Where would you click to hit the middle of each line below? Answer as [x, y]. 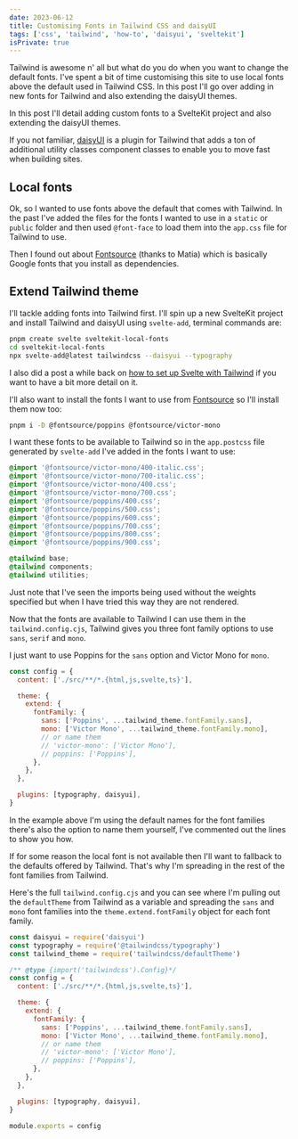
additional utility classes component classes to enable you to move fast [140, 150]
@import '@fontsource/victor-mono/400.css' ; [93, 485]
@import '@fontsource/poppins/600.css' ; [85, 518]
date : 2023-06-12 [41, 17]
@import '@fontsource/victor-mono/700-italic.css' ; [107, 476]
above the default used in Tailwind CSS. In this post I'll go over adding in [141, 86]
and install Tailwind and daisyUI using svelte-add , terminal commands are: [145, 323]
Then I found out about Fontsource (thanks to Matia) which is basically [138, 254]
